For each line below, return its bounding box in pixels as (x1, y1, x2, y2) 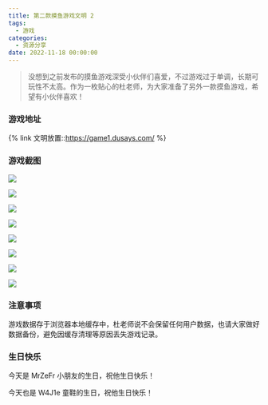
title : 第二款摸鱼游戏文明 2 (8, 11, 94, 20)
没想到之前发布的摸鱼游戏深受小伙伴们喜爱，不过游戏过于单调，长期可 (27, 72, 259, 81)
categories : (8, 34, 48, 42)
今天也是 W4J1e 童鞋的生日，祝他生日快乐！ (8, 388, 154, 398)
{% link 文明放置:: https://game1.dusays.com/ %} (8, 133, 167, 143)
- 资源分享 (15, 42, 47, 50)
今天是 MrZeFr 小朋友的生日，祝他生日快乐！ (8, 371, 156, 380)
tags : (8, 19, 26, 27)
